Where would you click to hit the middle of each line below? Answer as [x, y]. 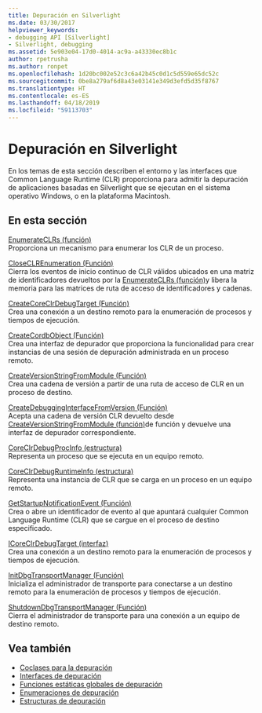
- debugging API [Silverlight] [59, 37]
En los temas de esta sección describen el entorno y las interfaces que [123, 170]
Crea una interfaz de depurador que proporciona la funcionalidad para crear [131, 343]
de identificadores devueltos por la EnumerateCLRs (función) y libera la [123, 280]
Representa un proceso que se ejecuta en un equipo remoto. [106, 455]
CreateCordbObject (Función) [56, 335]
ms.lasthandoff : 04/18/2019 [54, 103]
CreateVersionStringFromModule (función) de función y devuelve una [120, 424]
